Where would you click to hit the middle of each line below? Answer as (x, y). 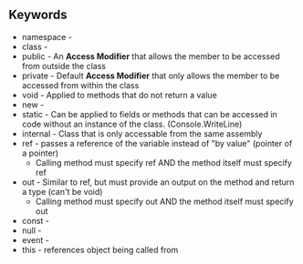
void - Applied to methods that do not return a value (120, 95)
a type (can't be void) (62, 191)
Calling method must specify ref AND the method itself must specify (164, 162)
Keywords (38, 15)
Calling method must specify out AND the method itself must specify (164, 201)
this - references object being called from (100, 249)
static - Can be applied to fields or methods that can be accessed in (149, 114)
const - (35, 220)
